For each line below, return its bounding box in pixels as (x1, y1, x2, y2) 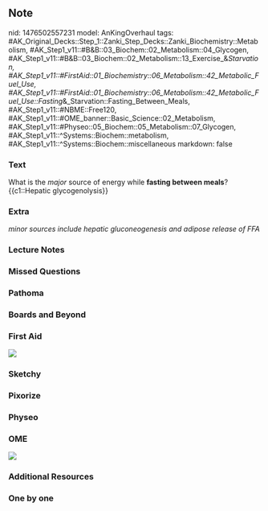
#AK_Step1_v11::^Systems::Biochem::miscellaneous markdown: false (8, 138, 233, 148)
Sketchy (8, 369, 42, 380)
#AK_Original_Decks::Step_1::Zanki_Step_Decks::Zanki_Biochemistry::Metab (8, 36, 258, 46)
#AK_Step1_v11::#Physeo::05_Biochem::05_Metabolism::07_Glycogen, (8, 122, 237, 131)
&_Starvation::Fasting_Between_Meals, (63, 96, 191, 105)
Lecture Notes (8, 245, 65, 256)
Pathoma (8, 287, 44, 299)
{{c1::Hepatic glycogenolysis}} (8, 186, 108, 196)
